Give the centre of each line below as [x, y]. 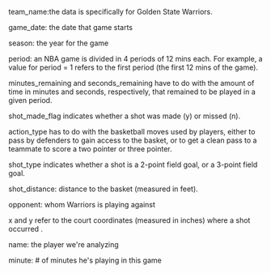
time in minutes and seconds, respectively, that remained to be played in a [132, 92]
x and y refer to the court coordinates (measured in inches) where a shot [129, 220]
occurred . [25, 229]
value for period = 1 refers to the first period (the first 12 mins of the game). [133, 67]
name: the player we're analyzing [64, 245]
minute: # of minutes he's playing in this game [85, 260]
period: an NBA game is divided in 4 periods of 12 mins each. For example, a [135, 59]
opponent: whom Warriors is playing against [82, 205]
